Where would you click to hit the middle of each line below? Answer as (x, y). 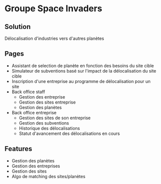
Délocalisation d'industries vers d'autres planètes (54, 38)
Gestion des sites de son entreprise (55, 118)
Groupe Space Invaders (53, 9)
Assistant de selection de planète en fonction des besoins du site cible (83, 66)
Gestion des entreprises (36, 166)
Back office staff (28, 92)
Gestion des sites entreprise (47, 102)
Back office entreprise (34, 112)
